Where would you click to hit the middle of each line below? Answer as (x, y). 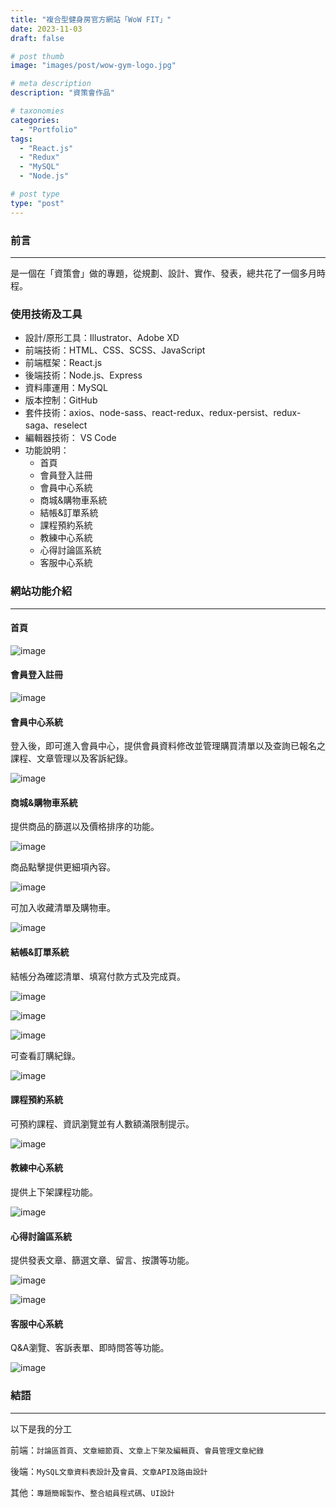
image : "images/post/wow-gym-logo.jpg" (93, 66)
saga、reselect (56, 425)
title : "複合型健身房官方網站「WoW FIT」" (91, 19)
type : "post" (37, 203)
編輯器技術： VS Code (70, 438)
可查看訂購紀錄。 (45, 1055)
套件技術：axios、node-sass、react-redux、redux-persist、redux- (163, 413)
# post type (35, 194)
